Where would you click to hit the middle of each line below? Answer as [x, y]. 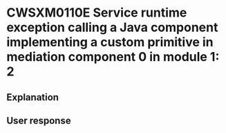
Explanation [33, 97]
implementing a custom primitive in [110, 42]
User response [39, 120]
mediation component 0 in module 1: [113, 57]
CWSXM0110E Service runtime [97, 13]
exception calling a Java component [112, 27]
